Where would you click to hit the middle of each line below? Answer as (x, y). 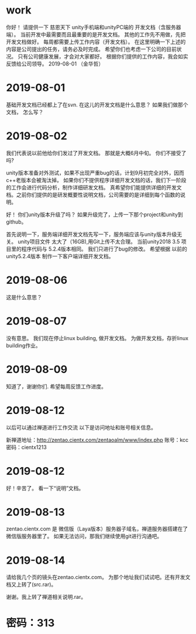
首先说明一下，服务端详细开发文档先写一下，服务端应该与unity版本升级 (92, 234)
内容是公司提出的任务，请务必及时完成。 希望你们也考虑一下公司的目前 (91, 49)
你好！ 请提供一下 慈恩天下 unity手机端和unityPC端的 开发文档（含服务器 (94, 27)
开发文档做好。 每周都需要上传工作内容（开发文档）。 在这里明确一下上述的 (96, 42)
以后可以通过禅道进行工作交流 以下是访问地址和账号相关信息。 (81, 427)
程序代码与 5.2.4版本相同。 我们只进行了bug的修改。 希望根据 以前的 (104, 249)
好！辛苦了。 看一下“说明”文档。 (45, 488)
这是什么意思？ (24, 297)
